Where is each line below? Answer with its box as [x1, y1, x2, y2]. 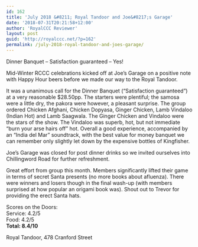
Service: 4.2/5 [6, 210, 41, 217]
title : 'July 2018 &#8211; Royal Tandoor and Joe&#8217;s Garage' [6, 14, 173, 20]
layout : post [6, 31, 38, 37]
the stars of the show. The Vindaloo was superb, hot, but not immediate [6, 118, 180, 126]
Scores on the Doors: [6, 203, 58, 210]
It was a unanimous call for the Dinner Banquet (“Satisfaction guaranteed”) [6, 87, 188, 94]
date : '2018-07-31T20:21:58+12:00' [6, 20, 94, 25]
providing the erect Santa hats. [6, 192, 82, 199]
